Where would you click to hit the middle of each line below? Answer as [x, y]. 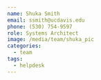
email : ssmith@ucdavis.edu [46, 20]
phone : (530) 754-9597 [40, 26]
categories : [24, 46]
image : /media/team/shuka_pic [51, 40]
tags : [15, 59]
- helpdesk [29, 65]
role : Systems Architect [43, 33]
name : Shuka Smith [34, 14]
